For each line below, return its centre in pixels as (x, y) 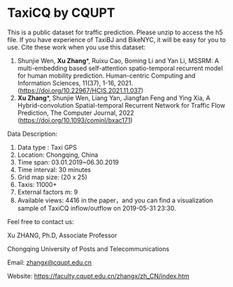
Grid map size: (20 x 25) (52, 177)
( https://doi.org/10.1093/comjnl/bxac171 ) (75, 120)
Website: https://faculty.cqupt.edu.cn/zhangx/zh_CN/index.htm (98, 276)
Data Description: (33, 134)
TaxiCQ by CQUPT (61, 13)
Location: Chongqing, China (58, 155)
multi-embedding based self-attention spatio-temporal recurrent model (120, 68)
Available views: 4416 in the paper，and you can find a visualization (115, 200)
